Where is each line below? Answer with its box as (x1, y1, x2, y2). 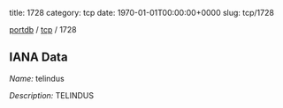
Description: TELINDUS (9, 90, 95, 100)
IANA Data (9, 50, 68, 65)
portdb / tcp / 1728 (9, 25, 77, 34)
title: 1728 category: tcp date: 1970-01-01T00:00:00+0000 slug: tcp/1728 (9, 8, 274, 18)
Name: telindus (9, 73, 65, 83)
